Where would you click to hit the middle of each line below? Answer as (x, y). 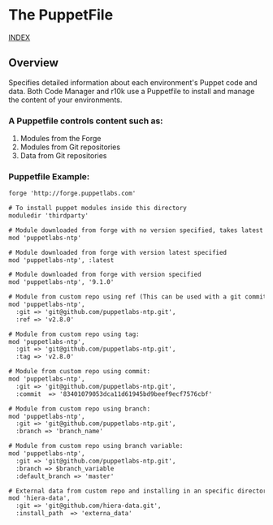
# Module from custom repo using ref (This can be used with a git (125, 297)
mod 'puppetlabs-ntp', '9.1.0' (61, 282)
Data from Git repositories (63, 156)
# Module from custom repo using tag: (74, 334)
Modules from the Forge (61, 139)
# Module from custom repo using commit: (80, 372)
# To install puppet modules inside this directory (97, 209)
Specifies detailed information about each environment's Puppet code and (133, 82)
